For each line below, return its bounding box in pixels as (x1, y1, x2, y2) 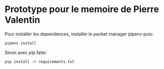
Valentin (5, 14, 41, 26)
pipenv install (5, 40, 37, 46)
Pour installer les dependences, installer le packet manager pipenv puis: (5, 31, 153, 37)
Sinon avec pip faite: (5, 49, 47, 55)
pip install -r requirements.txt (5, 59, 75, 64)
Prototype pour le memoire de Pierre (5, 4, 159, 15)
